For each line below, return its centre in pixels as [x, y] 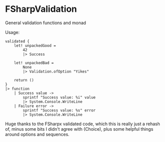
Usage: [12, 32]
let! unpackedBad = [34, 63]
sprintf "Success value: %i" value [59, 97]
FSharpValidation [41, 9]
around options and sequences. [37, 134]
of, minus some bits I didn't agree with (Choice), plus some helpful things [79, 129]
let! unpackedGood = [35, 45]
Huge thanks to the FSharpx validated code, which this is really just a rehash [82, 124]
